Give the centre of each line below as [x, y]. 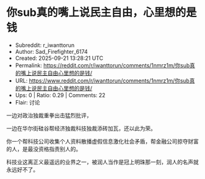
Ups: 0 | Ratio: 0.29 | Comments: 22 [60, 95]
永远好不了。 [22, 169]
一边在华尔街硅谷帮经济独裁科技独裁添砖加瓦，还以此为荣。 [81, 128]
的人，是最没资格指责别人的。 [44, 149]
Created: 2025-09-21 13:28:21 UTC [59, 58]
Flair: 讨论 [27, 102]
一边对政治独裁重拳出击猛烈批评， [49, 115]
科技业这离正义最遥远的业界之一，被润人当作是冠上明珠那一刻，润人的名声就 [103, 162]
